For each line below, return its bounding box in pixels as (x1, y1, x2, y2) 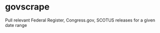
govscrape (5, 1, 50, 12)
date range (5, 22, 27, 28)
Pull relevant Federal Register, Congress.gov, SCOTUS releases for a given (5, 17, 156, 23)
